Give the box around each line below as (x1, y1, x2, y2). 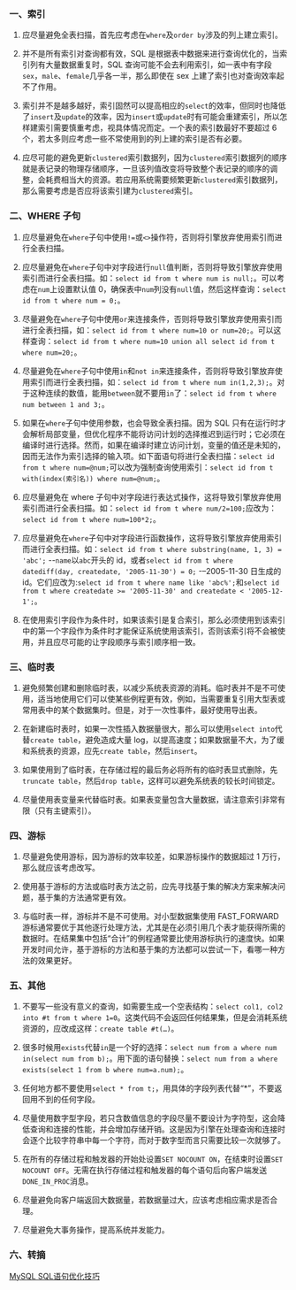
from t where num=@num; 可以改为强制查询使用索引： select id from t (21, 462, 274, 472)
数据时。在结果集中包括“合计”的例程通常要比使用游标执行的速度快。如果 (21, 933, 285, 944)
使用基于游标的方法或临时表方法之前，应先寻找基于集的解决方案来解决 (21, 881, 278, 892)
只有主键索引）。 (37, 805, 96, 816)
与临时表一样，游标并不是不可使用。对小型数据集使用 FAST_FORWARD (21, 911, 280, 922)
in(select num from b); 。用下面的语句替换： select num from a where (21, 1053, 278, 1063)
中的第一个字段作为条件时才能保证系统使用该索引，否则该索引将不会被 (21, 626, 278, 636)
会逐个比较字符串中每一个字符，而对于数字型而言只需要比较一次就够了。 (21, 1135, 285, 1146)
